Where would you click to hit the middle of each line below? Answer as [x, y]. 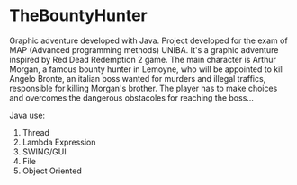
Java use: [27, 115]
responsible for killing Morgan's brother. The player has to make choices [144, 88]
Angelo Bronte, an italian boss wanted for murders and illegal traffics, [138, 78]
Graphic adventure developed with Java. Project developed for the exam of [148, 40]
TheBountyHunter [78, 16]
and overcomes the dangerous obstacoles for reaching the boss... [132, 97]
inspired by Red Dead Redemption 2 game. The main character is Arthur [143, 59]
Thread [36, 132]
